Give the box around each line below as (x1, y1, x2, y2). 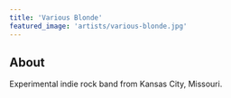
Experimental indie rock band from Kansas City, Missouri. (9, 78, 223, 90)
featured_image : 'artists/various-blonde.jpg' (9, 22, 188, 31)
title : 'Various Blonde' (9, 13, 103, 22)
